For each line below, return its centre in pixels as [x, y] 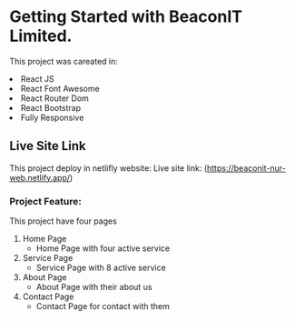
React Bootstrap [51, 107]
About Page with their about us [94, 287]
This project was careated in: [64, 61]
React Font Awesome [60, 88]
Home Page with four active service [103, 248]
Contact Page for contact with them [103, 306]
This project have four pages [64, 221]
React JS [38, 78]
